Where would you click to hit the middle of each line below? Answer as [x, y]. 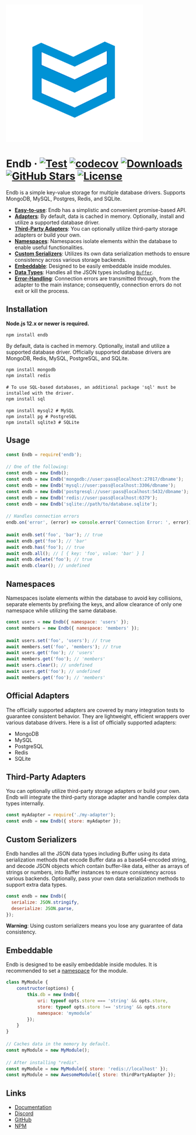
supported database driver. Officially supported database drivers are [88, 352]
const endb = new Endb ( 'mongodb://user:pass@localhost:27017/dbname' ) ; [95, 479]
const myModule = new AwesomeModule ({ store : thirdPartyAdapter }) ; [91, 1075]
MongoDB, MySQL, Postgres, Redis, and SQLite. [64, 199]
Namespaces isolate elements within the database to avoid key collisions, [94, 598]
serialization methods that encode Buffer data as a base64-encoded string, [97, 860]
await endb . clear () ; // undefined [48, 566]
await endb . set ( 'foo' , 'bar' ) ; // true [55, 535]
